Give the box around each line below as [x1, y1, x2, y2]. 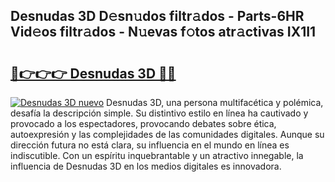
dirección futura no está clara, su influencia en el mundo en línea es [10, 139, 290, 151]
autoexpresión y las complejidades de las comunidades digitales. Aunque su [10, 129, 325, 140]
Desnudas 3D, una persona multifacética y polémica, [106, 97, 324, 108]
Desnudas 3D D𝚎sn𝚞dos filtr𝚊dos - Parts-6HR [10, 8, 305, 25]
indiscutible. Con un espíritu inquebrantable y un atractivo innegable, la [10, 150, 304, 161]
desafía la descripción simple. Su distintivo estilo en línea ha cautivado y [10, 107, 309, 119]
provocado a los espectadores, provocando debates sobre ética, [10, 118, 277, 129]
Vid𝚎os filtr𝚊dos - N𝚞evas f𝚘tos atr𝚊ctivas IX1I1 [10, 24, 317, 41]
